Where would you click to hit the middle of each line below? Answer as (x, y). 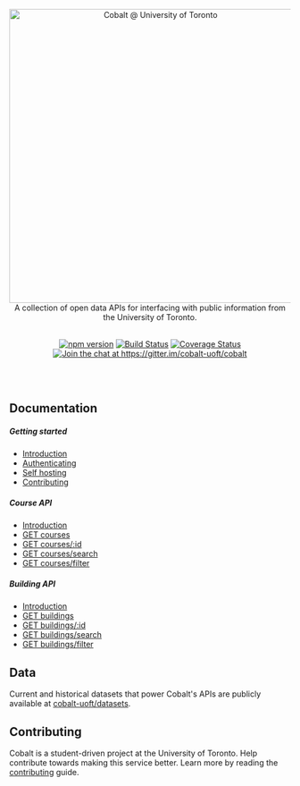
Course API (31, 503)
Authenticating (49, 463)
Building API (33, 583)
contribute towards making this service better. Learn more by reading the (144, 762)
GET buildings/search (62, 635)
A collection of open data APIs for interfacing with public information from (150, 308)
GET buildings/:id (54, 625)
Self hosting (44, 473)
